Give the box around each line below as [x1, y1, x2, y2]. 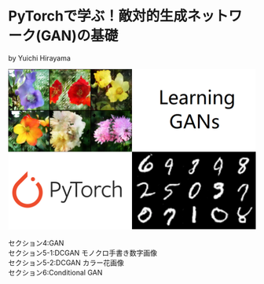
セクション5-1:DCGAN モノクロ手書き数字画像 [8, 249, 158, 258]
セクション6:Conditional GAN [8, 268, 103, 278]
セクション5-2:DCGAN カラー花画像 [8, 258, 124, 267]
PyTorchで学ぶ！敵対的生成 [8, 7, 188, 25]
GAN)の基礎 [40, 27, 119, 45]
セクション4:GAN [8, 238, 64, 248]
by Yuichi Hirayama [8, 53, 71, 63]
